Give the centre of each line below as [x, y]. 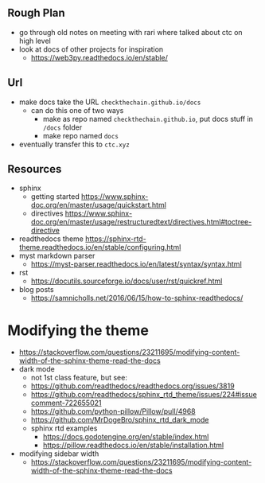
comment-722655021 [66, 403]
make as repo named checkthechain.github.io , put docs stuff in [148, 119]
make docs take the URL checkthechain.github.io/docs [110, 102]
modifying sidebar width [59, 454]
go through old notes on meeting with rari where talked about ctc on [131, 32]
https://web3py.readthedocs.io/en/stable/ [99, 57]
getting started [55, 197]
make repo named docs [80, 135]
